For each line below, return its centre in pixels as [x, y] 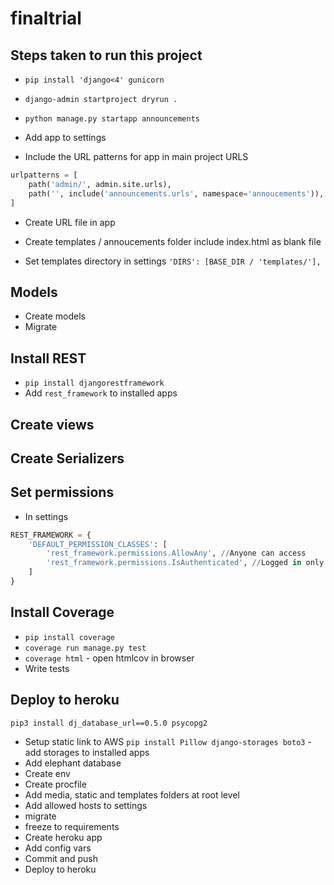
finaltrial [46, 18]
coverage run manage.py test [85, 648]
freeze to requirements [72, 826]
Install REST [48, 358]
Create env [47, 773]
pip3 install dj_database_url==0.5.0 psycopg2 [109, 723]
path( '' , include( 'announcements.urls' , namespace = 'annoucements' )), [176, 193]
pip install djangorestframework [94, 383]
